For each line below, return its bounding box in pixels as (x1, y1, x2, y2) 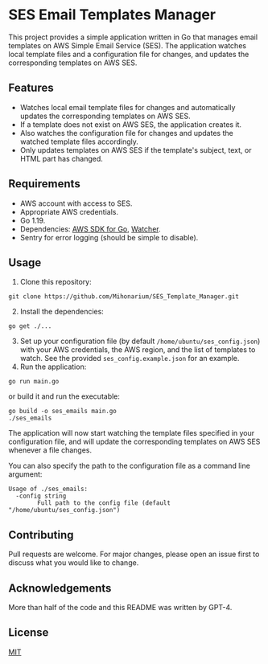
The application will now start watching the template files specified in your (8, 428, 255, 438)
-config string (15, 492, 67, 500)
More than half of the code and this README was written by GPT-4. (8, 603, 233, 612)
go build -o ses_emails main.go (8, 408, 117, 416)
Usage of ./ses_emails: (8, 485, 89, 494)
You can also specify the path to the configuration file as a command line (8, 461, 251, 471)
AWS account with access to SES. (19, 199, 133, 208)
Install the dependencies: (19, 307, 105, 317)
